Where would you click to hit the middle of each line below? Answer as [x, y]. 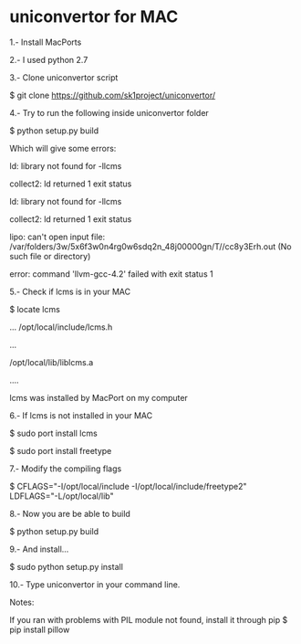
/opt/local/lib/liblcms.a [52, 362]
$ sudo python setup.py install [66, 566]
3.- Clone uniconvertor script [64, 77]
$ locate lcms [35, 309]
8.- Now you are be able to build [70, 513]
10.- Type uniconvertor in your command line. [95, 584]
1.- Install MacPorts [46, 42]
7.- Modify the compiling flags [66, 469]
